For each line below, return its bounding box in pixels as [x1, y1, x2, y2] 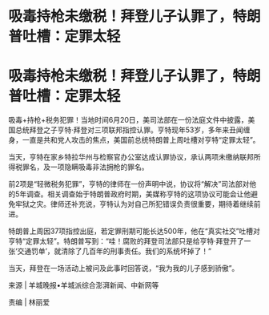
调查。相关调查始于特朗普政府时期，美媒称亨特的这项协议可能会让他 [26, 189, 251, 199]
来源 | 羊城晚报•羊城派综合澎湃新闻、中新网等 [8, 281, 159, 290]
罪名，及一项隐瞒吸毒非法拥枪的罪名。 [22, 162, 149, 172]
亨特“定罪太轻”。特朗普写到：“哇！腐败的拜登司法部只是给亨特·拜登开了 [8, 236, 244, 246]
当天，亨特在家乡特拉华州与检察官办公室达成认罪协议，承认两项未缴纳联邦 [8, 152, 254, 162]
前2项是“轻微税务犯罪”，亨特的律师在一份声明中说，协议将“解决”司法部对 [8, 180, 250, 189]
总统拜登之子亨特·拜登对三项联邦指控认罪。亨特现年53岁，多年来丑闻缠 [14, 125, 251, 135]
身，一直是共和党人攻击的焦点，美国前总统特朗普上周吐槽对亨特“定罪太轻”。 [8, 135, 260, 145]
